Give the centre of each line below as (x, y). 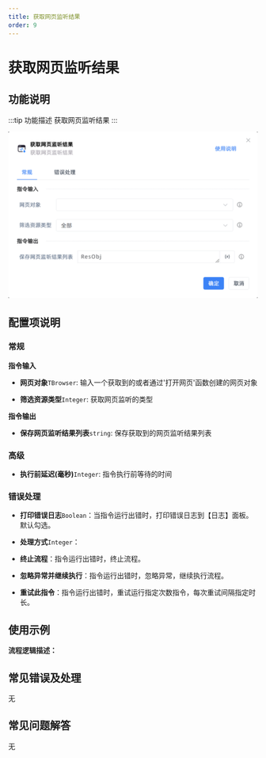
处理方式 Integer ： (49, 542)
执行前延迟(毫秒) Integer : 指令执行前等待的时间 (96, 474)
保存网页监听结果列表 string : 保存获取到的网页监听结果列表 (116, 432)
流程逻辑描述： (32, 650)
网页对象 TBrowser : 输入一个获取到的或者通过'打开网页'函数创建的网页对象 (139, 382)
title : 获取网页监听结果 (44, 17)
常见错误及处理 (45, 678)
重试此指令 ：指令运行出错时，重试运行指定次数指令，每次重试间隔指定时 (137, 592)
